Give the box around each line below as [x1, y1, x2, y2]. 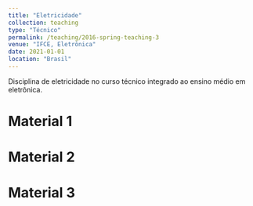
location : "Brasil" [8, 56, 72, 63]
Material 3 [8, 184, 76, 202]
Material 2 [8, 148, 76, 166]
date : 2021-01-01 [8, 48, 65, 56]
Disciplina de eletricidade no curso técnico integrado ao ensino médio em [8, 76, 246, 86]
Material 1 [8, 113, 73, 130]
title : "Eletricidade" [8, 11, 82, 20]
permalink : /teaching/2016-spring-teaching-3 [8, 33, 159, 42]
